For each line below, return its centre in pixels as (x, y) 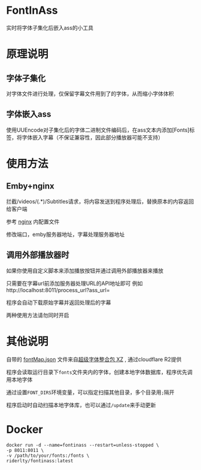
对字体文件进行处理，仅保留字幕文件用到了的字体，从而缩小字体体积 (90, 93)
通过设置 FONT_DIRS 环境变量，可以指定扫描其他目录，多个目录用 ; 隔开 (90, 392)
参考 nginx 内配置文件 (33, 222)
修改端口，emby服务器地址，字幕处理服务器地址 (66, 234)
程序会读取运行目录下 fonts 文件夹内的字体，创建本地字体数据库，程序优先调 (99, 372)
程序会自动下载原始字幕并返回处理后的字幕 (59, 302)
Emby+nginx (31, 186)
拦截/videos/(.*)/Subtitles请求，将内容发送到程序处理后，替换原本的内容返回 (100, 201)
